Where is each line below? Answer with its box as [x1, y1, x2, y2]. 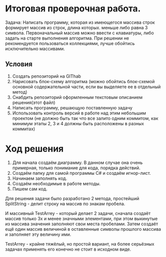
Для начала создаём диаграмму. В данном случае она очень [12, 159, 143, 165]
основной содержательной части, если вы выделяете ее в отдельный [12, 84, 161, 90]
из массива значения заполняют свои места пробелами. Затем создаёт [5, 221, 159, 227]
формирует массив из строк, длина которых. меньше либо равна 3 [5, 24, 148, 30]
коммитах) [12, 126, 36, 132]
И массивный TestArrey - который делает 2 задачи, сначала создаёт [5, 210, 151, 216]
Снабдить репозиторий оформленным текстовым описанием [12, 94, 143, 100]
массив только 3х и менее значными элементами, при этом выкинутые [5, 215, 158, 221]
